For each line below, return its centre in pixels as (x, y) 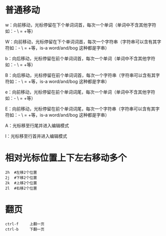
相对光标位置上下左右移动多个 (66, 158)
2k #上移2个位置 (21, 183)
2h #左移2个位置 (21, 172)
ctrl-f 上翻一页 (25, 224)
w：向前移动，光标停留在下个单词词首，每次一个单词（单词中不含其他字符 (81, 25)
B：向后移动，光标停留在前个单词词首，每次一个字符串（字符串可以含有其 (81, 75)
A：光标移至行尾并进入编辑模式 (37, 125)
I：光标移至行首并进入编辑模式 (36, 136)
